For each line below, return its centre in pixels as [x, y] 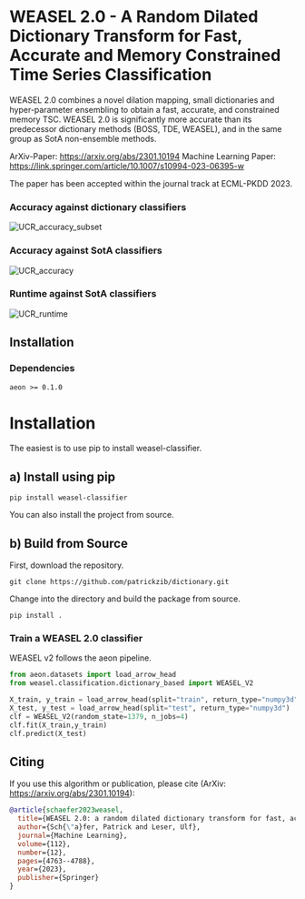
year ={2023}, [42, 869]
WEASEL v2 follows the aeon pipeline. [80, 658]
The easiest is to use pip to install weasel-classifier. [106, 449]
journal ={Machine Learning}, [73, 835]
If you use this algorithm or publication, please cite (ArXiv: [118, 783]
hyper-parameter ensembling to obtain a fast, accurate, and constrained [144, 109]
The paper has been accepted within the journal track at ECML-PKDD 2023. [151, 183]
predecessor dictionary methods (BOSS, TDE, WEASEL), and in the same [146, 128]
